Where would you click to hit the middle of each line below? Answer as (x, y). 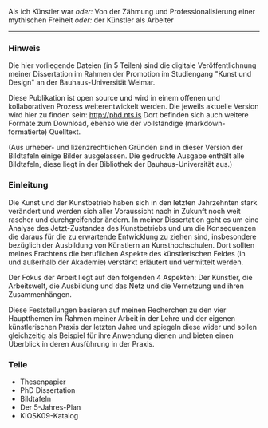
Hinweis (24, 48)
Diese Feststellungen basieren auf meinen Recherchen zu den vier (117, 310)
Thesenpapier (43, 382)
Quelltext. (65, 132)
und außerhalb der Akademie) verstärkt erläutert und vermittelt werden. (126, 262)
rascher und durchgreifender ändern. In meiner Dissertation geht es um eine (134, 220)
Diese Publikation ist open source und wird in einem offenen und (114, 98)
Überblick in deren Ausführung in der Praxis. (81, 343)
